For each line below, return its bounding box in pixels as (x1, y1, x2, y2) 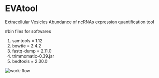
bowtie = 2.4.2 (12, 43, 41, 48)
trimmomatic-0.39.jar (12, 53, 55, 59)
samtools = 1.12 (12, 37, 43, 44)
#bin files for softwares (5, 28, 52, 34)
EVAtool (5, 3, 38, 14)
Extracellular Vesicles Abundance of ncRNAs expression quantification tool (5, 19, 155, 25)
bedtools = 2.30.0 (12, 58, 48, 64)
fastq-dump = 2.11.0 (12, 48, 52, 54)
